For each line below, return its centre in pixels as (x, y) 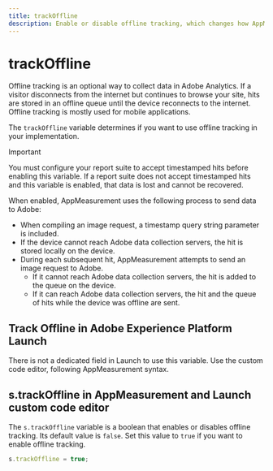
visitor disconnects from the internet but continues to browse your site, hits (134, 95)
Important (25, 152)
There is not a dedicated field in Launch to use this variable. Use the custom (136, 361)
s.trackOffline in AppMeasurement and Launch (130, 395)
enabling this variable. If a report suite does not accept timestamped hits (130, 176)
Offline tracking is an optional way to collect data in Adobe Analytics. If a (130, 86)
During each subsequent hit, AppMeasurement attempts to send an (133, 260)
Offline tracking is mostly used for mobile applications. (100, 112)
